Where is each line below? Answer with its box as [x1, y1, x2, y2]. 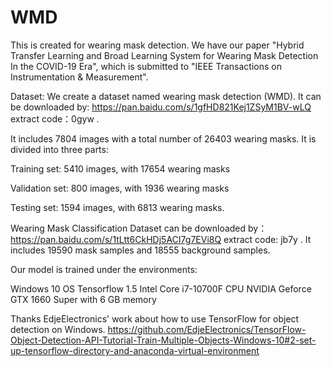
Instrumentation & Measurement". [10, 71, 149, 83]
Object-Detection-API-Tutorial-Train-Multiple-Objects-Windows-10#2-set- [10, 334, 317, 346]
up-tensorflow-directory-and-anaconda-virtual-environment [10, 344, 260, 356]
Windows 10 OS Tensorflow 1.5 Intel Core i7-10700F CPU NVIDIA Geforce [10, 282, 312, 295]
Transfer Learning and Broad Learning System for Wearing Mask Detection [10, 49, 319, 61]
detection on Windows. [10, 323, 106, 335]
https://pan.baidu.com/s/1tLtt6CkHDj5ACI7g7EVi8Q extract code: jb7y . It [10, 233, 312, 245]
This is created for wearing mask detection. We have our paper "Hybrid [10, 39, 305, 51]
